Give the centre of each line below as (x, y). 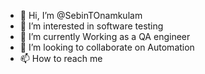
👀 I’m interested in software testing (91, 26)
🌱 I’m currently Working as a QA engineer (105, 36)
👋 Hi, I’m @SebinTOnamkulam (81, 15)
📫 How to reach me (61, 58)
